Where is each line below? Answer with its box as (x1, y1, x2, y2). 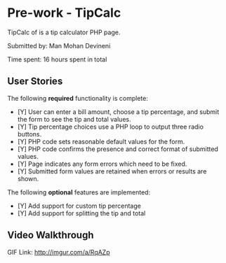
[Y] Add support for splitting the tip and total (17, 208, 146, 218)
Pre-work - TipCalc (7, 5, 121, 21)
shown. (17, 174, 39, 183)
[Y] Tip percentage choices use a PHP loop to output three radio (17, 122, 204, 131)
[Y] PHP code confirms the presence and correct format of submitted (17, 145, 219, 153)
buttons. (17, 129, 42, 138)
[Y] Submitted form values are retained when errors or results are (17, 166, 207, 176)
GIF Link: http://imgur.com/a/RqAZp (7, 248, 110, 256)
